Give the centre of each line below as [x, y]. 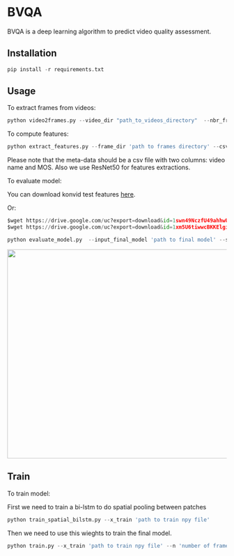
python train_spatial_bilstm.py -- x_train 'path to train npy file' [109, 520]
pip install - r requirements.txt [56, 69]
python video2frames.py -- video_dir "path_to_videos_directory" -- [109, 121]
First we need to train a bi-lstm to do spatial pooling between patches [107, 507]
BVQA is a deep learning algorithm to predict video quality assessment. [109, 31]
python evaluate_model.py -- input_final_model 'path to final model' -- [117, 240]
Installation [32, 53]
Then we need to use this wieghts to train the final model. [89, 533]
